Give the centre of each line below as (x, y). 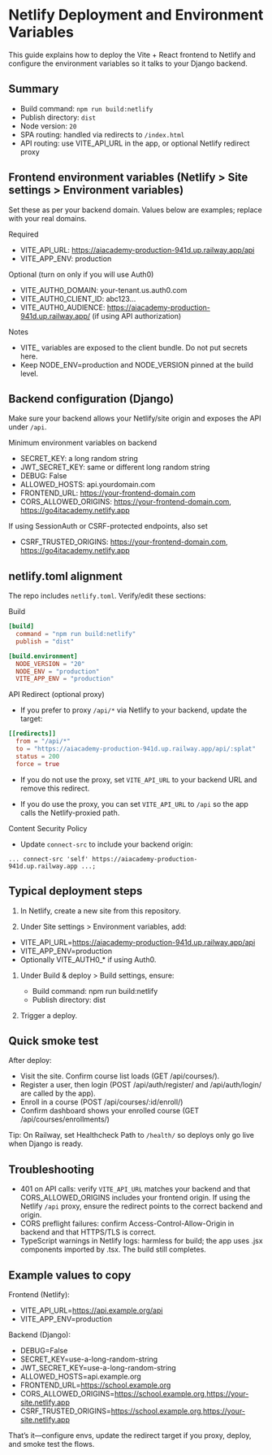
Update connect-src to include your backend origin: (106, 844)
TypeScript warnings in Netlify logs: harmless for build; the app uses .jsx (141, 1241)
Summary (34, 89)
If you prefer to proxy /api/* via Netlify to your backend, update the (134, 710)
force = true (38, 764)
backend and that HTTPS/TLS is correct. (88, 1232)
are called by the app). (58, 1093)
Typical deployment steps (76, 891)
